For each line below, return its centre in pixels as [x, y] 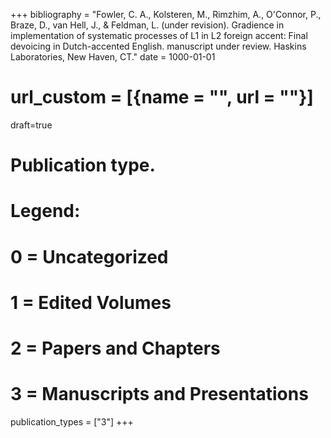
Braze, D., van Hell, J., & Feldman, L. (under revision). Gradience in [147, 25]
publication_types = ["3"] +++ [72, 421]
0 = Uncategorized [89, 256]
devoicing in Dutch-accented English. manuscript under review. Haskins [158, 46]
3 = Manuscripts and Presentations [159, 394]
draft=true [31, 125]
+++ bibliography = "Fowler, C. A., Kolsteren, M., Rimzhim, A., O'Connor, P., [166, 14]
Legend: [45, 211]
